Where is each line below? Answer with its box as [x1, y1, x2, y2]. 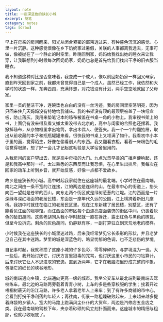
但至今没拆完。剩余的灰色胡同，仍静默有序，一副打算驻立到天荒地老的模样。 [5, 220, 158, 226]
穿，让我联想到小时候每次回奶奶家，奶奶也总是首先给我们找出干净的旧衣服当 [5, 57, 158, 63]
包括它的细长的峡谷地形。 [5, 265, 56, 271]
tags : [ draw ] [5, 25, 32, 30]
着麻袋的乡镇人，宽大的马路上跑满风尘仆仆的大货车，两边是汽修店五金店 [5, 300, 149, 305]
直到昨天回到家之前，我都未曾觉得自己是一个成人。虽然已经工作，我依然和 [5, 80, 154, 85]
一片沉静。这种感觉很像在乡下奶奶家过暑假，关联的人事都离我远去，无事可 [9, 45, 158, 51]
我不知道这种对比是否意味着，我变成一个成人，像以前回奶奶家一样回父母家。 [5, 74, 158, 80]
